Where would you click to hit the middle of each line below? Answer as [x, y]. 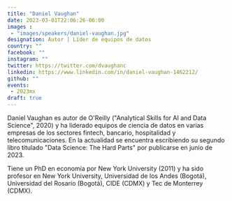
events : [19, 85]
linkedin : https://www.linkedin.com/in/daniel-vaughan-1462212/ [103, 72]
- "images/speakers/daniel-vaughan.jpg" [70, 33]
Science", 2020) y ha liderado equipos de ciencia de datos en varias [106, 125]
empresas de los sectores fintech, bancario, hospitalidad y [92, 133]
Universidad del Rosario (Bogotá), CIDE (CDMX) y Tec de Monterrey [105, 183]
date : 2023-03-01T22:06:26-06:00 [56, 20]
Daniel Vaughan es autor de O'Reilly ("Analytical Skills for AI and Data [107, 118]
